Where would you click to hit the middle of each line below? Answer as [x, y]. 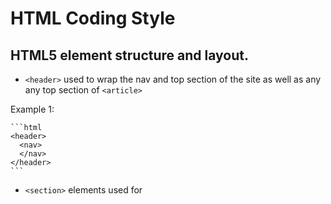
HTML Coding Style [93, 18]
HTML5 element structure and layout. [129, 55]
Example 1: [32, 109]
